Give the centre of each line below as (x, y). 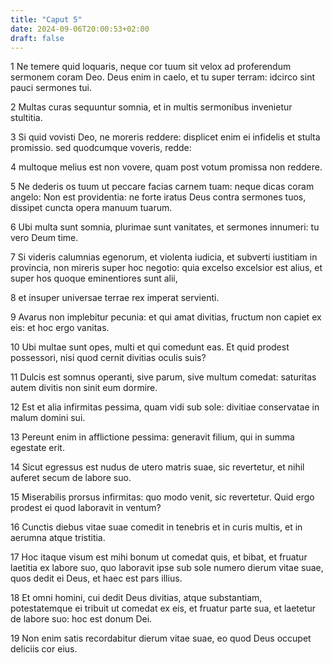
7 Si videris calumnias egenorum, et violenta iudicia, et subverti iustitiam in (164, 257)
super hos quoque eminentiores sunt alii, (94, 278)
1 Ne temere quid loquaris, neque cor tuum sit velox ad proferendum (151, 67)
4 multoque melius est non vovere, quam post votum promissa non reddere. (166, 167)
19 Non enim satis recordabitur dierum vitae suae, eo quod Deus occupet (161, 638)
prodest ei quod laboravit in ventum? (86, 508)
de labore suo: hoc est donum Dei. (81, 619)
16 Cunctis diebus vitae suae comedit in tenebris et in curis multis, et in (156, 527)
